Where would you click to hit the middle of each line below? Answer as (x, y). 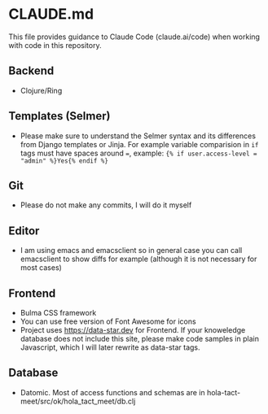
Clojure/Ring (41, 90)
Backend (31, 71)
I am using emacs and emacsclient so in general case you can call (131, 251)
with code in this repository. (55, 45)
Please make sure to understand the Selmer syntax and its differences (138, 136)
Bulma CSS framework (58, 313)
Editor (24, 231)
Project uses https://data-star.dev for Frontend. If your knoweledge (133, 330)
